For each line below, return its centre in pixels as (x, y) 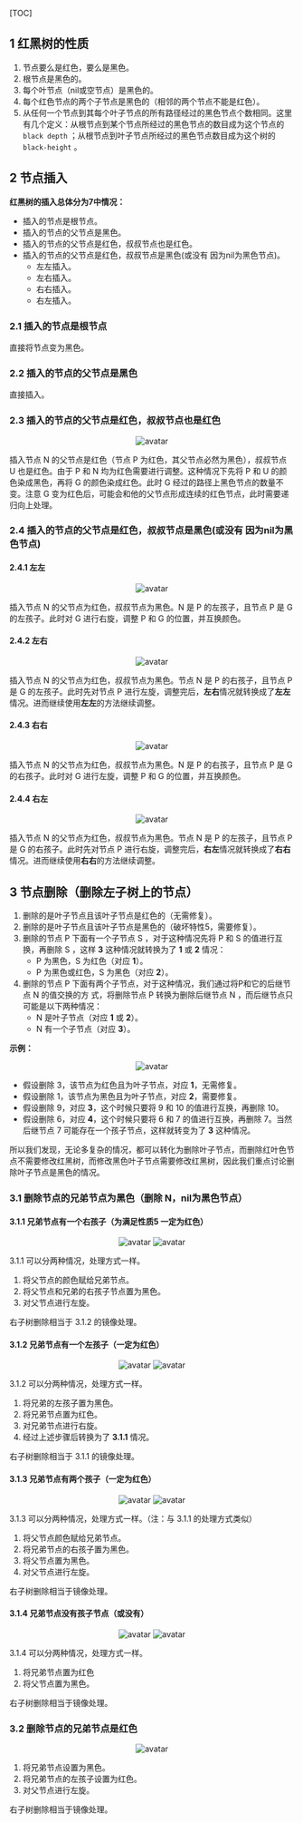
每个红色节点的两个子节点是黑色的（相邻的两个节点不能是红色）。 (143, 101)
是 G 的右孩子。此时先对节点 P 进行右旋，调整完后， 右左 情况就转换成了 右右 (150, 849)
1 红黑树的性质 (49, 44)
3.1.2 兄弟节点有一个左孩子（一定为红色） (87, 1344)
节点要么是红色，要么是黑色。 (78, 67)
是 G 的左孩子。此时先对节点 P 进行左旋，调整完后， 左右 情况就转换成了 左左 (150, 691)
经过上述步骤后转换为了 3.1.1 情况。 (88, 1438)
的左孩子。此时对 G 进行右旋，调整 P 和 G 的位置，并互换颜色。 (128, 618)
